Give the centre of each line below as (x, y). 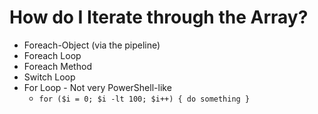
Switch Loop (49, 77)
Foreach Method (57, 66)
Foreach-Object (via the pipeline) (92, 45)
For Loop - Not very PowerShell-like (97, 87)
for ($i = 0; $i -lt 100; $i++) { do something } (144, 99)
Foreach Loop (52, 55)
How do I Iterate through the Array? (159, 17)
